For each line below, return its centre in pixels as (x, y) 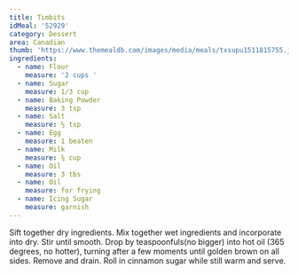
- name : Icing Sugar (55, 199)
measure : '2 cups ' (61, 75)
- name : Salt (41, 116)
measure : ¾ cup (53, 157)
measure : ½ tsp (53, 125)
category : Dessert (43, 34)
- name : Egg (39, 133)
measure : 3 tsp (53, 108)
